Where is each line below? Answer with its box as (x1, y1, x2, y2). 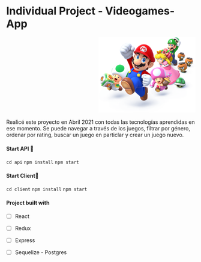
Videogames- (104, 4, 175, 18)
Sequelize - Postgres (14, 248, 67, 256)
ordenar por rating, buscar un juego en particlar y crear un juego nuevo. (6, 131, 184, 138)
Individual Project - (6, 4, 103, 18)
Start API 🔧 (6, 145, 34, 152)
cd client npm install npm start (6, 186, 88, 193)
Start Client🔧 (6, 172, 39, 179)
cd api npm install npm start (6, 159, 80, 166)
